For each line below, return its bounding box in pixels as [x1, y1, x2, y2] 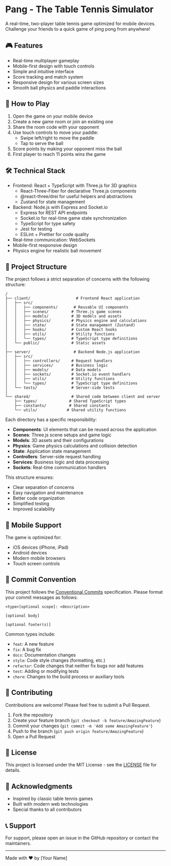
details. [5, 767, 21, 774]
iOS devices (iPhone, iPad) [12, 544, 69, 550]
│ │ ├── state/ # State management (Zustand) [5, 323, 136, 328]
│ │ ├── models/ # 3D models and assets [5, 314, 122, 319]
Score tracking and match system [12, 74, 83, 80]
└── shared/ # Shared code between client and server [5, 394, 160, 400]
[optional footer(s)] [5, 622, 51, 627]
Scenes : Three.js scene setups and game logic [12, 432, 112, 438]
